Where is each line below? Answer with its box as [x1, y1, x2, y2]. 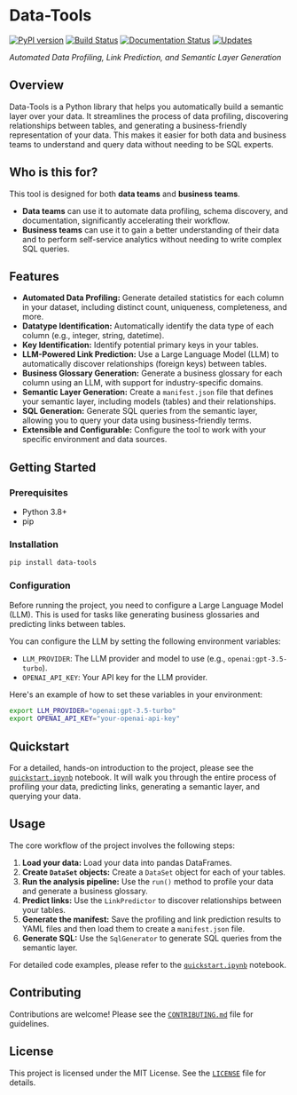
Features [9, 268, 59, 284]
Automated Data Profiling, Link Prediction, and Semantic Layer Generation [9, 52, 282, 62]
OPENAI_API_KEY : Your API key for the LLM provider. [21, 671, 208, 682]
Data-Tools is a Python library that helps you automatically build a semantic [9, 101, 284, 112]
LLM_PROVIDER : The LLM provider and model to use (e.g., [21, 653, 226, 663]
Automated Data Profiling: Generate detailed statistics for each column [21, 292, 285, 303]
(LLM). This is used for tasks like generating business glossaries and [9, 609, 260, 620]
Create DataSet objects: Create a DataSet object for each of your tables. [21, 867, 286, 877]
